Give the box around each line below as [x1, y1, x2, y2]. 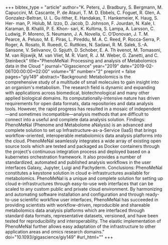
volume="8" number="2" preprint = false [51, 68, 136, 74]
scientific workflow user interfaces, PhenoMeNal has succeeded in [20, 197, 158, 203]
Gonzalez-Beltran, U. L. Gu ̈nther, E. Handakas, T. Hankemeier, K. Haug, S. [5, 15, 158, 21]
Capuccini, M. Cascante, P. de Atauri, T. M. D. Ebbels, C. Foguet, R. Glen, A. [5, 10, 161, 16]
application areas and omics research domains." [5, 229, 105, 234]
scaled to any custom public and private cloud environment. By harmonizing [5, 186, 162, 192]
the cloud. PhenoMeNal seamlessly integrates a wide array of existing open [5, 138, 161, 144]
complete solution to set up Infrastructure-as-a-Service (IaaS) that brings [5, 127, 157, 133]
